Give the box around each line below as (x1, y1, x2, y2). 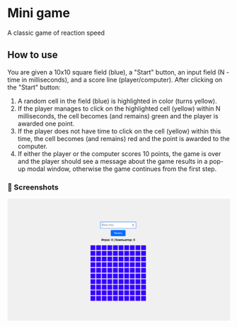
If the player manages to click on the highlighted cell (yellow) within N (17, 104, 221, 113)
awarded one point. (17, 119, 75, 128)
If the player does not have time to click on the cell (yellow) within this (17, 126, 221, 135)
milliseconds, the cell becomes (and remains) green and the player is (17, 111, 219, 120)
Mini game (7, 5, 71, 21)
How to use (7, 49, 58, 61)
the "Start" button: (7, 83, 62, 92)
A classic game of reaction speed (7, 28, 105, 37)
